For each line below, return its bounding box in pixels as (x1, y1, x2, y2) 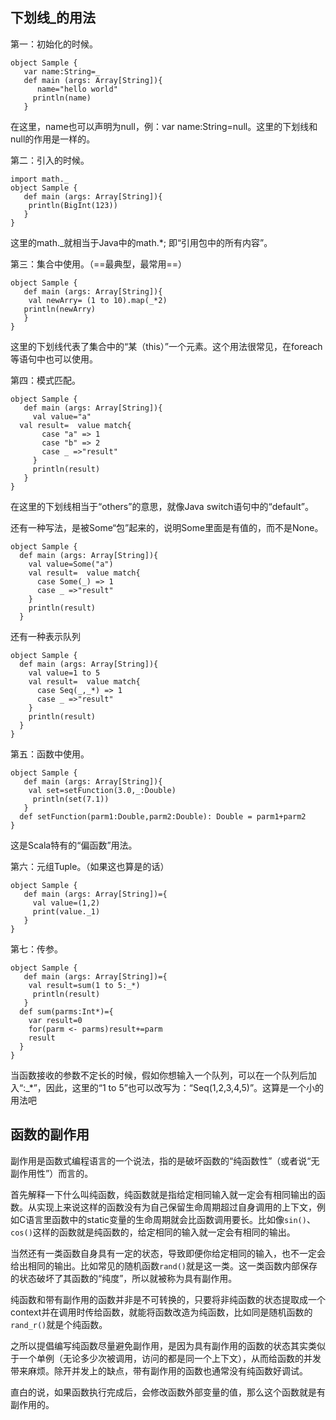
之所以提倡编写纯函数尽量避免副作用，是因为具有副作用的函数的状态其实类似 (10, 1339, 326, 1352)
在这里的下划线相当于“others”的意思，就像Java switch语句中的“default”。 (10, 500, 314, 512)
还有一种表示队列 (10, 630, 81, 642)
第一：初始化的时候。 (10, 38, 98, 50)
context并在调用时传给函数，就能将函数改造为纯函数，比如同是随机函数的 (10, 1306, 313, 1318)
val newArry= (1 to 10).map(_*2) (28, 295, 168, 305)
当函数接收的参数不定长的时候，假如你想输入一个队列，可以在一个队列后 (10, 1069, 308, 1081)
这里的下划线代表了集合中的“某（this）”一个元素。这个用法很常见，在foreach (10, 340, 323, 352)
